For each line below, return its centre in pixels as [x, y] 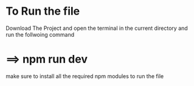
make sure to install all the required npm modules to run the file [85, 76]
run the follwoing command [40, 34]
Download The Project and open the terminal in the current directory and [97, 28]
